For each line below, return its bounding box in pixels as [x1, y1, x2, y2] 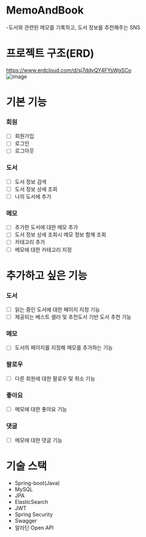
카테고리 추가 [14, 239, 46, 246]
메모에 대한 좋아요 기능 [14, 406, 67, 413]
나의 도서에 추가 [14, 193, 51, 200]
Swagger [14, 517, 37, 524]
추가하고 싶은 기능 [6, 269, 87, 282]
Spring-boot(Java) [14, 479, 60, 486]
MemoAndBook [6, 4, 84, 17]
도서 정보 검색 [14, 178, 47, 185]
